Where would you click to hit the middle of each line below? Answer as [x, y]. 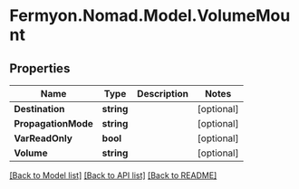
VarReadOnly [43, 138]
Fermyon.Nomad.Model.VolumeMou [150, 16]
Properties [40, 68]
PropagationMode [53, 123]
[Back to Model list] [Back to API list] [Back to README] [113, 175]
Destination [39, 109]
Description [163, 94]
